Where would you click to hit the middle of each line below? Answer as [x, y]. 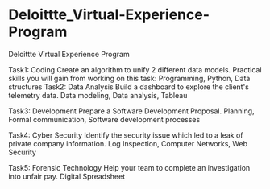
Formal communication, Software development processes [104, 119]
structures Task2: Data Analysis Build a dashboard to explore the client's [129, 87]
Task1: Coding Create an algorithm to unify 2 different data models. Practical [135, 69]
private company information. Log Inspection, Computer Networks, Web [128, 143]
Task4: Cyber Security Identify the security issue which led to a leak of [126, 135]
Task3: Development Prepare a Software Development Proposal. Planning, [132, 111]
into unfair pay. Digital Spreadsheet [67, 176]
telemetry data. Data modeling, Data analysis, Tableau [98, 95]
